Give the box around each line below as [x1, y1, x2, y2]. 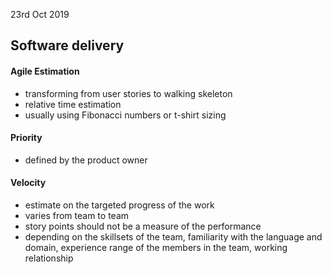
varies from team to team [24, 210, 130, 221]
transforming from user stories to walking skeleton [24, 87, 233, 99]
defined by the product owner [24, 154, 148, 166]
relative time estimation [24, 98, 122, 110]
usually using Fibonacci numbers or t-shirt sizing [24, 109, 227, 121]
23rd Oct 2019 [10, 9, 70, 20]
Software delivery [10, 37, 125, 54]
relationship [24, 252, 74, 264]
